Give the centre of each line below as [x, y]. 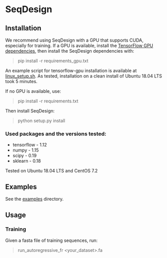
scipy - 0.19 [25, 156]
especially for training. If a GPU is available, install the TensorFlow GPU [79, 46]
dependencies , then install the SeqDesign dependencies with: [70, 51]
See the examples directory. [35, 199]
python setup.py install [41, 121]
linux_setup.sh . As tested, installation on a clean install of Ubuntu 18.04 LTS [84, 76]
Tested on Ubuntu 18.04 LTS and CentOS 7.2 [51, 171]
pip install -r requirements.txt [48, 101]
